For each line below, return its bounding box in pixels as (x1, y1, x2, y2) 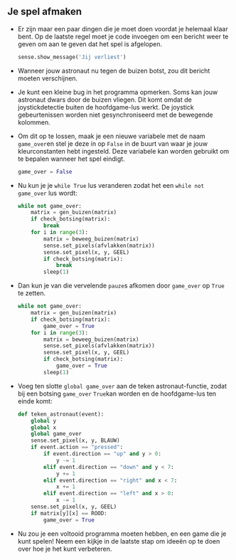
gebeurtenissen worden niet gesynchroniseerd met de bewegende (17, 110, 213, 119)
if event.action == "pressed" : (31, 444, 124, 451)
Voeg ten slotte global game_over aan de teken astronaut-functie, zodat (17, 381, 227, 390)
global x (31, 423, 57, 431)
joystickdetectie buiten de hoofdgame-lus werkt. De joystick (17, 102, 194, 111)
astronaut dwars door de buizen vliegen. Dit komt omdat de (17, 95, 192, 104)
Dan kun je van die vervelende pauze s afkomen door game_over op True (17, 281, 225, 290)
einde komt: (17, 396, 53, 405)
